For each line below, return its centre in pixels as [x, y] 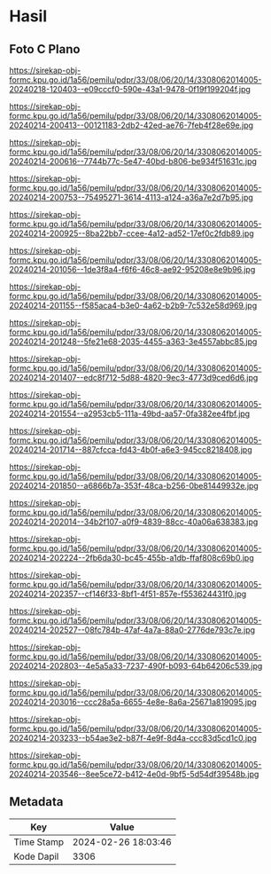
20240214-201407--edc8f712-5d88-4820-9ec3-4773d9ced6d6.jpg [134, 378]
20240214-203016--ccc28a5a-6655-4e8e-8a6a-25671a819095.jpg [133, 702]
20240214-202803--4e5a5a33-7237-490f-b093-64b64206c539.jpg [136, 666]
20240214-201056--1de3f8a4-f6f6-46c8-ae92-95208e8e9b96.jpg [132, 269]
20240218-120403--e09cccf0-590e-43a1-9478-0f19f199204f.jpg [130, 89]
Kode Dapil [36, 856]
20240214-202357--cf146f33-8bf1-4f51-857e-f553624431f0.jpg [128, 594]
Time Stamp [39, 842]
